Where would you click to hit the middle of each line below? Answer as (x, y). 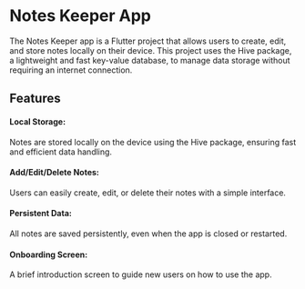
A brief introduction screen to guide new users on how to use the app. (141, 274)
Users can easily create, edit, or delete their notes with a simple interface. (148, 193)
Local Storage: (38, 121)
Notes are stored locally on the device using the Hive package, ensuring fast (153, 142)
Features (35, 99)
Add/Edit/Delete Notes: (55, 173)
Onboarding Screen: (49, 254)
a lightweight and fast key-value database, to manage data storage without (150, 60)
